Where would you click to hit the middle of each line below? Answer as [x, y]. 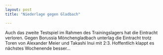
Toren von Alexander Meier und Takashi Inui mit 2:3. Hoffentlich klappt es [80, 43]
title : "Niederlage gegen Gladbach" [43, 14]
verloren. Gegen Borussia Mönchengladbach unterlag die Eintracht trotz [78, 38]
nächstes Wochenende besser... [38, 48]
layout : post [19, 10]
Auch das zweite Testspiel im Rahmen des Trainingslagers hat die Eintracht [81, 32]
